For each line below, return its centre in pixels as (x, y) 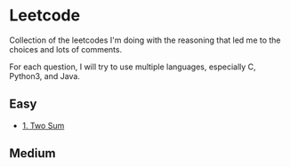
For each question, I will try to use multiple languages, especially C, (133, 67)
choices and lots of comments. (66, 49)
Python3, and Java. (44, 76)
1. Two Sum (43, 125)
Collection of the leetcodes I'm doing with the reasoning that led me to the (145, 40)
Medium (32, 153)
